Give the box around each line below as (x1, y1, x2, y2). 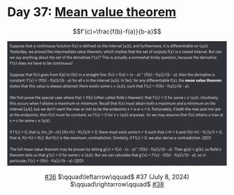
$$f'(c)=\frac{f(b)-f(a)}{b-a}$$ (72, 27, 162, 36)
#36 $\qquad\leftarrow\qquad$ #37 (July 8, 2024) (45, 172, 189, 181)
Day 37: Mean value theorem (7, 4, 176, 20)
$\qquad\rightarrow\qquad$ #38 (70, 180, 164, 188)
